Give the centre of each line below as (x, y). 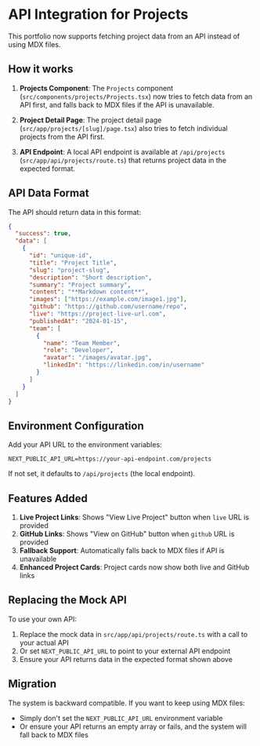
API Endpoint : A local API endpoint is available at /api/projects (122, 151)
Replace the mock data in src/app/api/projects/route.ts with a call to (134, 634)
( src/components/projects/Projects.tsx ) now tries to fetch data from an (136, 96)
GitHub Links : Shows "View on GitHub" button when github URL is (127, 534)
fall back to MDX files (54, 734)
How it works (41, 69)
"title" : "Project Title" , (73, 263)
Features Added (48, 499)
